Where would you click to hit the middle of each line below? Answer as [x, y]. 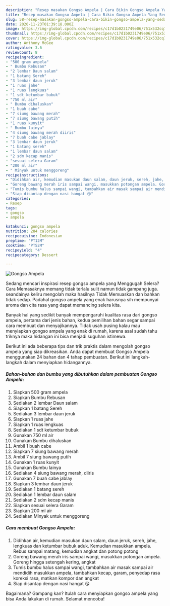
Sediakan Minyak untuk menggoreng [51, 516]
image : [13, 29]
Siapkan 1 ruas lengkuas [38, 424]
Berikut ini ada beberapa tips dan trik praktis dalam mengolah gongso [78, 346]
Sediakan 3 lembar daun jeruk [44, 414]
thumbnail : [17, 33]
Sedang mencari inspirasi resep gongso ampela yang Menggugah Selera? [82, 283]
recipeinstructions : [27, 175]
